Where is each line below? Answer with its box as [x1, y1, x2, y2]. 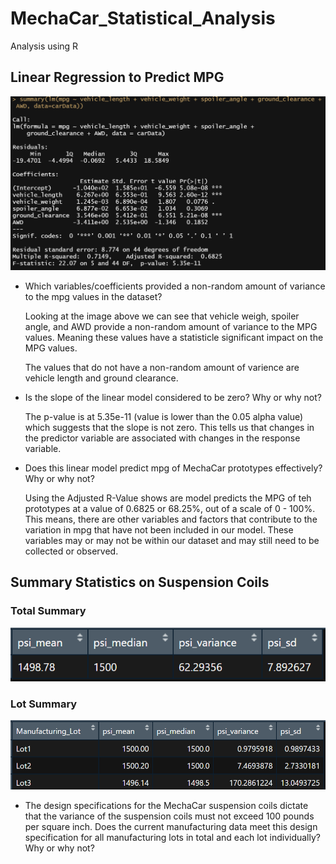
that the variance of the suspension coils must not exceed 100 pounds [24, 810, 315, 822]
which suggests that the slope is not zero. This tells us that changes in [24, 421, 315, 433]
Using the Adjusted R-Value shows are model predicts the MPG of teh [24, 492, 312, 504]
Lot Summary [10, 697, 78, 711]
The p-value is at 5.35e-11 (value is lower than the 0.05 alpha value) [24, 410, 304, 422]
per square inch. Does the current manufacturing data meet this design [24, 820, 318, 832]
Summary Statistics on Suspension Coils [10, 574, 270, 591]
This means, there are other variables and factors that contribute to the [24, 513, 318, 525]
